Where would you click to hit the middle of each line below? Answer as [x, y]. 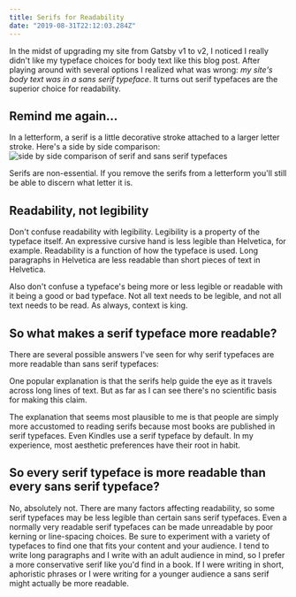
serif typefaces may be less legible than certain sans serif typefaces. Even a [148, 517]
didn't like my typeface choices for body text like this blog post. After [135, 60]
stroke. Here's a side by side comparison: [85, 147]
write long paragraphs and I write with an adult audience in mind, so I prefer [147, 555]
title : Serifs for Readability [67, 17]
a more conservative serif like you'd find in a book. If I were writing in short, [147, 564]
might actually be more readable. [69, 583]
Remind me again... [64, 116]
